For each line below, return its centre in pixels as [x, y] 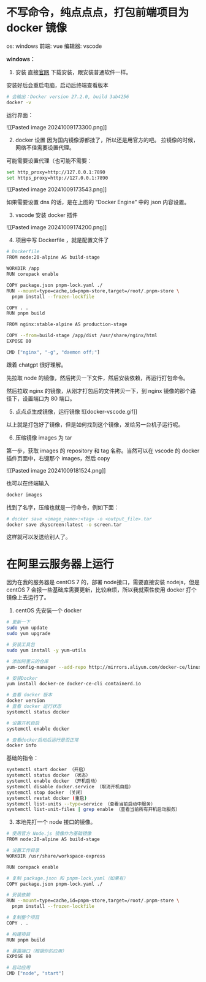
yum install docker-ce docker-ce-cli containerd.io [74, 684]
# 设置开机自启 [23, 723]
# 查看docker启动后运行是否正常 [43, 740]
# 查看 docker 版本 [29, 695]
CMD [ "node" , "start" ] [35, 973]
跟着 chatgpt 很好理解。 [36, 365]
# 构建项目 [18, 934]
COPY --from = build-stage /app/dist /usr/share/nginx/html [82, 336]
